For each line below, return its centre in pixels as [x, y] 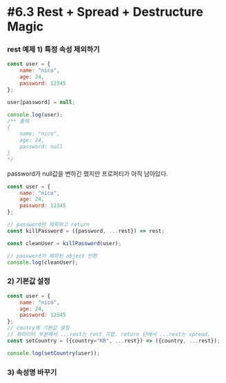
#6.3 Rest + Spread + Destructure [105, 12]
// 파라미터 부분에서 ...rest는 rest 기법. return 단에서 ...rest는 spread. [109, 335]
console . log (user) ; [35, 114]
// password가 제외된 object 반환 [52, 256]
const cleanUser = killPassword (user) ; [64, 243]
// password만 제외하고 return [48, 225]
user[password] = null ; [41, 102]
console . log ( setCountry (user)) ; [53, 353]
